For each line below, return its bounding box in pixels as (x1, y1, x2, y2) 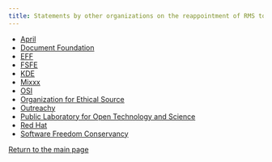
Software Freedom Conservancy (19, 129, 129, 139)
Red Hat (19, 120, 48, 130)
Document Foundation (19, 42, 95, 53)
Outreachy (19, 103, 56, 113)
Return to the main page (8, 144, 89, 154)
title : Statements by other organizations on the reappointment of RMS (8, 11, 255, 20)
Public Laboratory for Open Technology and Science (19, 111, 196, 122)
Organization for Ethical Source (19, 94, 125, 104)
